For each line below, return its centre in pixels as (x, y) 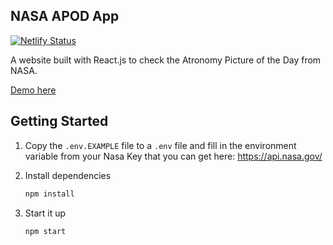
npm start (45, 231)
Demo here (33, 90)
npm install (49, 194)
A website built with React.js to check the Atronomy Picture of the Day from (166, 60)
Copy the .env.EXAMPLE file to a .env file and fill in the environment (160, 145)
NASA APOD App (65, 16)
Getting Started (59, 121)
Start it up (45, 213)
